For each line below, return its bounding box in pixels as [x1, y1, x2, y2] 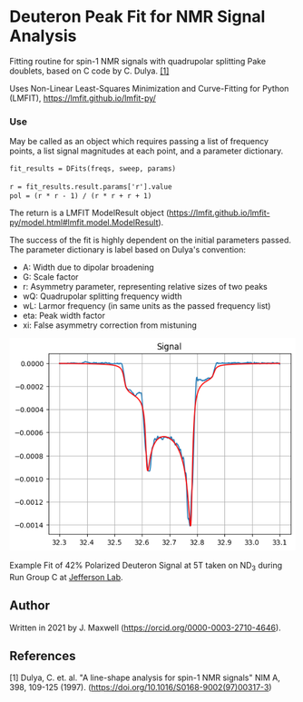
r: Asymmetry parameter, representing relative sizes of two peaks [22, 282, 268, 292]
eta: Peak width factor [22, 311, 106, 321]
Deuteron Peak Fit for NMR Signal [9, 6, 266, 27]
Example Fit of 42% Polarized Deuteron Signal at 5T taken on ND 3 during [9, 560, 283, 573]
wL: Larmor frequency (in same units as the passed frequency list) [22, 301, 271, 311]
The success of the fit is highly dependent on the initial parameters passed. [9, 234, 292, 246]
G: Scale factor [22, 272, 79, 282]
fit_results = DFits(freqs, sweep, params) [9, 164, 177, 173]
